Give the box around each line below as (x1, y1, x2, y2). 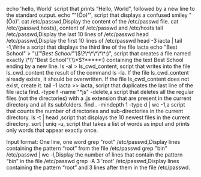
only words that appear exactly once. (6, 126, 98, 134)
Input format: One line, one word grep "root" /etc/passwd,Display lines (6, 138, 181, 145)
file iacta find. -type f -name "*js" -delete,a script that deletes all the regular (6, 88, 194, 95)
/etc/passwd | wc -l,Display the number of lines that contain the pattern (6, 151, 183, 158)
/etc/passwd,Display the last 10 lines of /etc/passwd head (6, 31, 149, 38)
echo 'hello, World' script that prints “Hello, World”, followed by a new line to (6, 5, 195, 12)
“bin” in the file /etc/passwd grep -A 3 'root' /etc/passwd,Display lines (6, 158, 179, 164)
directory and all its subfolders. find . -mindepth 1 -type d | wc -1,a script (6, 101, 185, 108)
